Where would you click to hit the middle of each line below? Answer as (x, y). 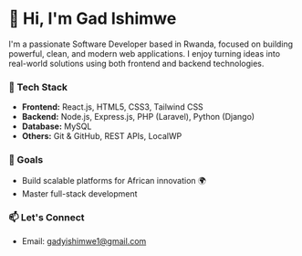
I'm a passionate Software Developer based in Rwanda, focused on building (151, 44)
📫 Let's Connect (47, 218)
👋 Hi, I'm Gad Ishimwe (93, 19)
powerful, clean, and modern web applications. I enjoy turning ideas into (144, 53)
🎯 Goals (26, 160)
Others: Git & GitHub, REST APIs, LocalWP (102, 136)
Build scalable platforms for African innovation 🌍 (114, 180)
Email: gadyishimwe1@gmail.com (84, 240)
